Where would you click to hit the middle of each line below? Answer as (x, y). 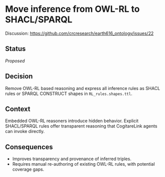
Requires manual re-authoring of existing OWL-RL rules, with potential (83, 164)
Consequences (29, 147)
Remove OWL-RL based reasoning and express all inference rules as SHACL (83, 88)
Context (18, 109)
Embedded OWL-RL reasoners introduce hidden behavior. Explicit (72, 121)
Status (16, 49)
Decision (19, 76)
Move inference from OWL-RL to (72, 9)
